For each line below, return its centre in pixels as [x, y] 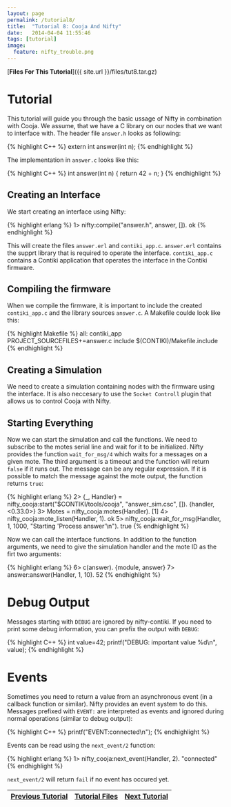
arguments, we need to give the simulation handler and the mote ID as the [112, 547]
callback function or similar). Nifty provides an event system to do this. [108, 704]
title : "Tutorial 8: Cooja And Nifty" [64, 26]
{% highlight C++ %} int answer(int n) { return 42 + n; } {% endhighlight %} [114, 173]
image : [17, 45]
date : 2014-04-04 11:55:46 [49, 33]
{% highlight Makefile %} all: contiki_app [64, 334]
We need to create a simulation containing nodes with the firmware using [111, 387]
